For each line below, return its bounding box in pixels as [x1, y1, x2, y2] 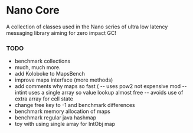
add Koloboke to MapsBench [14, 70, 86, 77]
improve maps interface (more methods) [14, 76, 113, 83]
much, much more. [14, 64, 61, 71]
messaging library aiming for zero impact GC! [6, 29, 117, 36]
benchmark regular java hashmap [14, 114, 96, 121]
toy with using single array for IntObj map [14, 121, 116, 128]
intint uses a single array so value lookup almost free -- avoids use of [14, 89, 184, 96]
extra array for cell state [14, 95, 74, 102]
